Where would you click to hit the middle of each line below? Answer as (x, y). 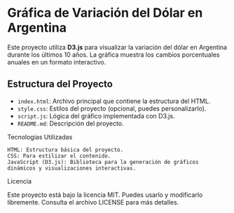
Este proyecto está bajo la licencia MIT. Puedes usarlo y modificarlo (105, 195)
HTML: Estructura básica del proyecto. (66, 150)
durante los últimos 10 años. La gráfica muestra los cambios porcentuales (113, 55)
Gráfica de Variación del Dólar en (105, 13)
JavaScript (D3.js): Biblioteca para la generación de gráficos (103, 162)
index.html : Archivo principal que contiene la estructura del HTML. (114, 101)
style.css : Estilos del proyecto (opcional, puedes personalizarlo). (112, 108)
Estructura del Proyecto (60, 84)
